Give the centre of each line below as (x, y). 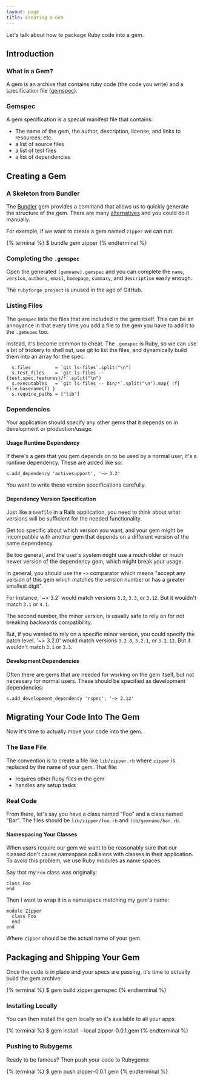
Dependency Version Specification (51, 499)
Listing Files (25, 305)
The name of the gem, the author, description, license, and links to (98, 131)
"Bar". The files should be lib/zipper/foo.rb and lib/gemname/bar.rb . (93, 820)
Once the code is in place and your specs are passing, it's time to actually (98, 972)
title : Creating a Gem (35, 18)
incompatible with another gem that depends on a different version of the (98, 537)
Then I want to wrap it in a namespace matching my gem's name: (88, 900)
